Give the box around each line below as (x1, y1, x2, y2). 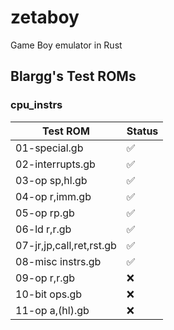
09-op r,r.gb (15, 271, 76, 285)
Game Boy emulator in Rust (10, 39, 123, 51)
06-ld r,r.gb (15, 222, 72, 236)
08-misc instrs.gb (15, 254, 102, 268)
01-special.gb (15, 141, 84, 155)
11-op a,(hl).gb (15, 303, 90, 317)
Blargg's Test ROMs (10, 68, 137, 85)
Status (126, 124, 159, 138)
